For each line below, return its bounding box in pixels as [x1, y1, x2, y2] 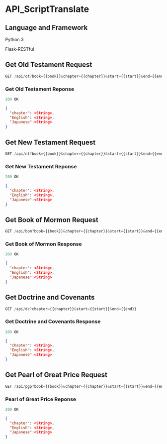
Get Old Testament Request [5, 61, 92, 69]
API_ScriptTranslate [5, 3, 89, 15]
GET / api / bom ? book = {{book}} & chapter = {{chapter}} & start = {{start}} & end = [5, 229, 155, 234]
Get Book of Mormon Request [5, 216, 98, 224]
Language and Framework [5, 23, 88, 32]
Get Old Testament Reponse [5, 86, 75, 93]
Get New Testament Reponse [5, 163, 77, 170]
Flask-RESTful [5, 46, 34, 52]
